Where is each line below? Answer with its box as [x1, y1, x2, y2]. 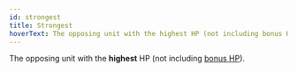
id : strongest [9, 12, 62, 22]
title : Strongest [9, 21, 73, 30]
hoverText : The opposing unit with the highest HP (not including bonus [9, 29, 283, 38]
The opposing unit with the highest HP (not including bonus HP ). [9, 54, 246, 64]
